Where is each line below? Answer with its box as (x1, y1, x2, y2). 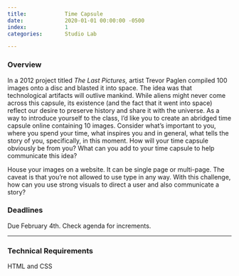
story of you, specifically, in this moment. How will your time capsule (7, 136, 208, 145)
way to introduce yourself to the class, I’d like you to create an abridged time (7, 114, 232, 122)
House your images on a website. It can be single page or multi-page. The (7, 165, 225, 174)
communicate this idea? (7, 151, 78, 160)
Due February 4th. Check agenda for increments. (7, 221, 152, 230)
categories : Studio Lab (7, 30, 97, 38)
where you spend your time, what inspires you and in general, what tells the (7, 128, 229, 137)
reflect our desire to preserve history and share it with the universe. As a (7, 106, 220, 114)
